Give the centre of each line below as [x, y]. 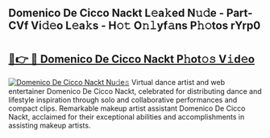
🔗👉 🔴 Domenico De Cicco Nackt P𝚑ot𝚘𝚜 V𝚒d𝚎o [132, 59]
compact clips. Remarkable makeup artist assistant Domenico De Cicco [127, 108]
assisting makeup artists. [50, 125]
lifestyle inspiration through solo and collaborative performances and [123, 100]
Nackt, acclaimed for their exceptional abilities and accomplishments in [127, 117]
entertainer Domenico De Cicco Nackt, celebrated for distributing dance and [135, 91]
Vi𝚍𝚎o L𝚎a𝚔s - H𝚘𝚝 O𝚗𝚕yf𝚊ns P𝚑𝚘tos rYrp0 [146, 26]
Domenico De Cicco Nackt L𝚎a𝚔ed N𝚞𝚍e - [116, 13]
